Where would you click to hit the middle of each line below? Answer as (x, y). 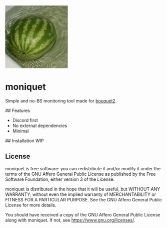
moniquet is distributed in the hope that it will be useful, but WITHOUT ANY (83, 189)
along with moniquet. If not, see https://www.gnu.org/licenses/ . (70, 220)
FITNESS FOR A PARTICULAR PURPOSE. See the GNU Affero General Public (84, 199)
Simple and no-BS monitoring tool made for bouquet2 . (61, 100)
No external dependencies (40, 126)
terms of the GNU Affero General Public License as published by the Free (80, 174)
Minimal (20, 131)
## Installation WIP (24, 141)
